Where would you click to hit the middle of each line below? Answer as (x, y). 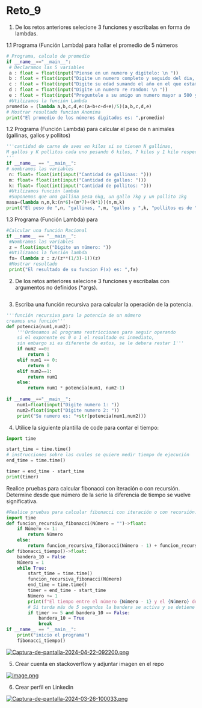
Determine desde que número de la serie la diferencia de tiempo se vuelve (99, 495)
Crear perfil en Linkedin (44, 687)
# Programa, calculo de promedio (48, 56)
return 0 (39, 365)
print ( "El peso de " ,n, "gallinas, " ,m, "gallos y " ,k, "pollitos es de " (102, 208)
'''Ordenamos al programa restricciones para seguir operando (96, 332)
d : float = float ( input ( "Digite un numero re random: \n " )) (88, 90)
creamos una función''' (36, 321)
